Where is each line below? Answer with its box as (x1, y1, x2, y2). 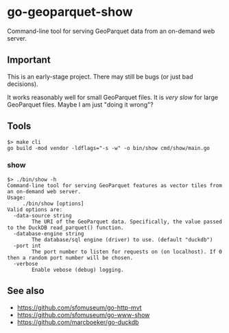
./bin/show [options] (22, 200, 84, 207)
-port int (13, 242, 41, 249)
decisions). (7, 80, 39, 88)
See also (7, 285, 45, 297)
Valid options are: (7, 206, 63, 213)
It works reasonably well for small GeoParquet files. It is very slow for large (7, 93, 218, 101)
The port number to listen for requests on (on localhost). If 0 (32, 248, 223, 255)
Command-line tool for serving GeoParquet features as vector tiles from (7, 182, 223, 189)
